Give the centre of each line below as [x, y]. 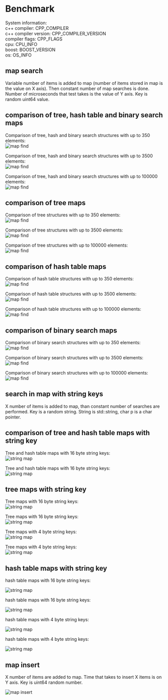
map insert [23, 665]
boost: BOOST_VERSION [30, 50]
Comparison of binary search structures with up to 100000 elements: [77, 373]
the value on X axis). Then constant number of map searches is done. [77, 88]
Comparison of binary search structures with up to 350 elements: [73, 342]
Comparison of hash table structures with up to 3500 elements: [71, 294]
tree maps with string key [46, 489]
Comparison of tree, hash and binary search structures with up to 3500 [79, 156]
